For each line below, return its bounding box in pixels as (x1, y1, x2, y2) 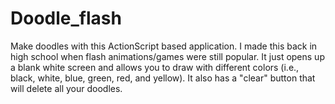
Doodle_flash (10, 7, 122, 30)
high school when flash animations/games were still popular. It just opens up (10, 50, 325, 62)
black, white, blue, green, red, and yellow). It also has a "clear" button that (10, 72, 316, 84)
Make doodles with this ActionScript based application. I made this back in (10, 40, 318, 52)
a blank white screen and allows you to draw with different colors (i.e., (10, 61, 300, 73)
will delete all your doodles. (10, 82, 123, 94)
